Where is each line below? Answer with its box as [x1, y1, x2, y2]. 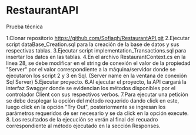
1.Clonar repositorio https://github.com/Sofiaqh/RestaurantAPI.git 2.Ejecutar [6, 34, 190, 41]
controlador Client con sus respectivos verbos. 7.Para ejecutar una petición [6, 91, 188, 98]
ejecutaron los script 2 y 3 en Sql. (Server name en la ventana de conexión [6, 72, 187, 79]
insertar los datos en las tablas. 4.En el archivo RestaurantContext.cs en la [6, 53, 186, 60]
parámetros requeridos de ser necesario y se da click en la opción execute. [6, 110, 190, 117]
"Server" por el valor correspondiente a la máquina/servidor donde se [6, 65, 176, 73]
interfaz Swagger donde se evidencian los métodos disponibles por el [6, 84, 175, 91]
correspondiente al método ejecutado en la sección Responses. [6, 122, 161, 129]
